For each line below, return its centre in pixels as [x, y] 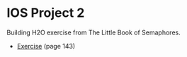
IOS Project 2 [46, 13]
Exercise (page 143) [46, 46]
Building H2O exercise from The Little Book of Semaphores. [94, 32]
